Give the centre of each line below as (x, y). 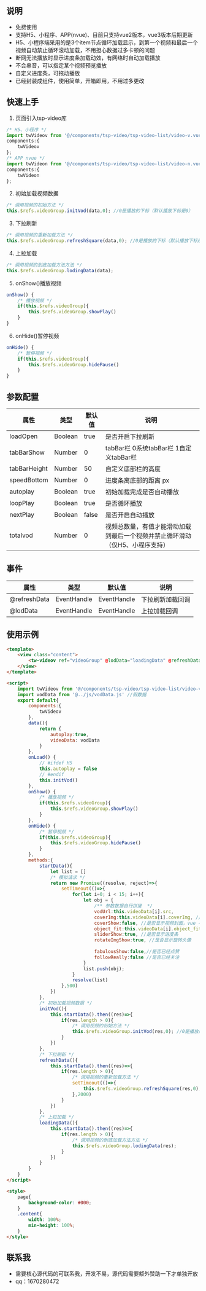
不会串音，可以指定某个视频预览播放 (61, 65)
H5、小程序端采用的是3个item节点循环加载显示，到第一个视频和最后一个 (106, 42)
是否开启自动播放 (130, 515)
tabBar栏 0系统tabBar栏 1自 (145, 448)
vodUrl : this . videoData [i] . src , (134, 911)
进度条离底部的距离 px (137, 480)
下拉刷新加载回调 (166, 599)
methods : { (41, 860)
